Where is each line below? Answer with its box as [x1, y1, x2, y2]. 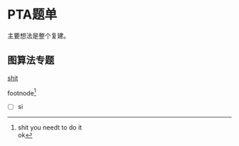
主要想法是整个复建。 [7, 31, 70, 40]
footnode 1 [7, 87, 37, 97]
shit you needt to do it [17, 123, 83, 132]
